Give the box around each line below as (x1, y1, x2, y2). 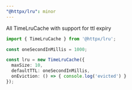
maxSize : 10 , (11, 63, 43, 68)
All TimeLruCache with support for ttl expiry (6, 25, 112, 32)
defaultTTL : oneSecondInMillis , (11, 68, 91, 74)
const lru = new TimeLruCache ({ (6, 57, 85, 63)
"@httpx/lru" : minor (6, 8, 57, 15)
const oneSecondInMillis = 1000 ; (6, 46, 88, 53)
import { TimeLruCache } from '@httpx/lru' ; (6, 36, 116, 41)
